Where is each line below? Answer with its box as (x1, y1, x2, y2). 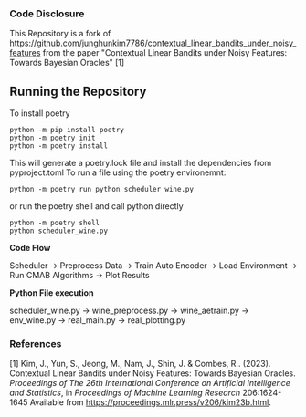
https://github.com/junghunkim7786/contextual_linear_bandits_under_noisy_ (9, 37, 297, 48)
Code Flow (9, 243, 51, 254)
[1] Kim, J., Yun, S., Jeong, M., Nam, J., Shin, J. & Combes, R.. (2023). (9, 359, 271, 370)
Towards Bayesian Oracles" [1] (9, 57, 125, 68)
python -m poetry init (9, 133, 96, 143)
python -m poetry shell (9, 218, 100, 228)
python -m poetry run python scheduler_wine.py (9, 185, 195, 194)
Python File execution (9, 287, 94, 298)
